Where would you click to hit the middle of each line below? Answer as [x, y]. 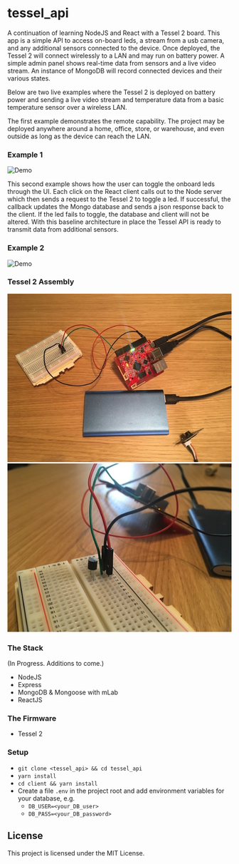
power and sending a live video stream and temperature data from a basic [116, 99]
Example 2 [26, 248]
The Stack [26, 648]
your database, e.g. [46, 798]
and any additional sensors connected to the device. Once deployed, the [114, 48]
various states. [29, 78]
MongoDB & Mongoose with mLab [68, 692]
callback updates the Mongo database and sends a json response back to [116, 207]
